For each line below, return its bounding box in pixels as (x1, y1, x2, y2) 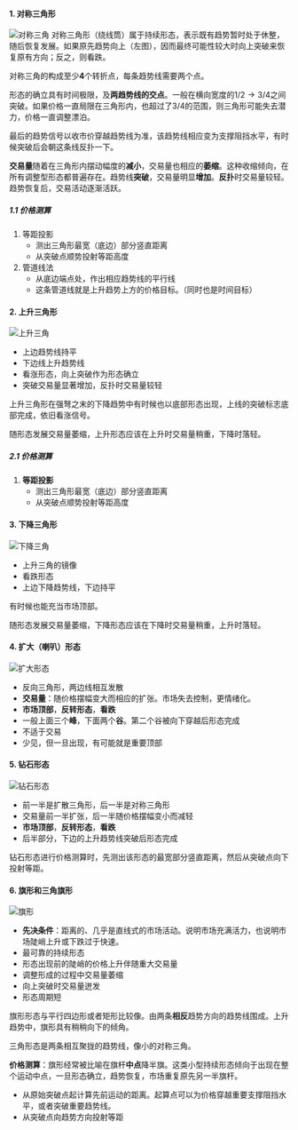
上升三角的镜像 (21, 560, 77, 570)
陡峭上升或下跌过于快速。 (29, 936, 124, 947)
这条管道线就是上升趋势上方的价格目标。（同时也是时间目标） (35, 284, 257, 295)
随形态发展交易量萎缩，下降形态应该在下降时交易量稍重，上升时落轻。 (9, 619, 266, 630)
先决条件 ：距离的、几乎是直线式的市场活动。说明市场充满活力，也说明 (21, 925, 279, 936)
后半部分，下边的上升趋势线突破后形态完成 (21, 832, 178, 843)
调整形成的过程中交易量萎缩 (21, 969, 124, 981)
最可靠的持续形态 (21, 947, 85, 959)
